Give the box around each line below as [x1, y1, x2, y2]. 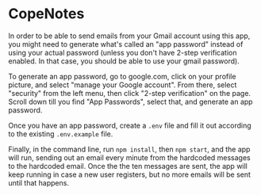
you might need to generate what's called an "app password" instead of [8, 39, 244, 48]
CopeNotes [8, 5, 85, 23]
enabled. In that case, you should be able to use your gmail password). [8, 56, 240, 66]
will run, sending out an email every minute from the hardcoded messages [8, 152, 251, 162]
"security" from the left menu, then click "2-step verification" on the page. [8, 88, 251, 97]
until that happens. [8, 178, 70, 187]
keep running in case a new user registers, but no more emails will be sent [8, 170, 251, 179]
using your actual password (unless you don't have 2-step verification [8, 48, 237, 57]
